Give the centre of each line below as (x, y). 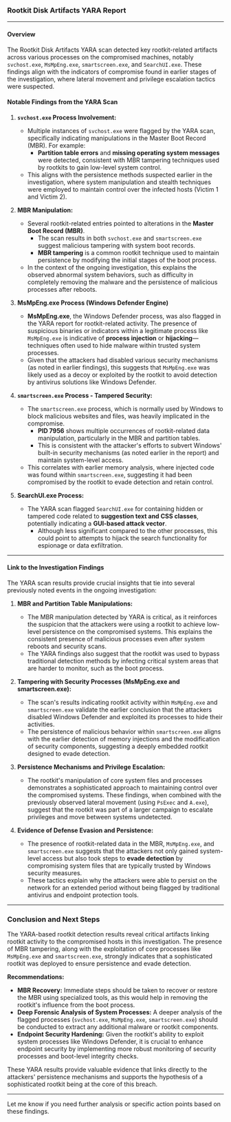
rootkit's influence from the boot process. (76, 1005)
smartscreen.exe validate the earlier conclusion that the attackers (120, 710)
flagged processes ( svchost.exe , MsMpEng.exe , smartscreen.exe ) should (117, 1020)
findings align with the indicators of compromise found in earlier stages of (112, 72)
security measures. (55, 873)
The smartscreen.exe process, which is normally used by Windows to (125, 408)
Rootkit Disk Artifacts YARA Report (67, 10)
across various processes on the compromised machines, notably (100, 57)
